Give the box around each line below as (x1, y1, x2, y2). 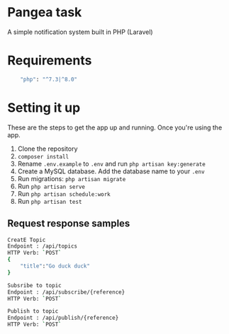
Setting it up (7, 100, 81, 115)
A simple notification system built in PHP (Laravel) (7, 28, 154, 36)
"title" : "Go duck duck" (20, 263, 91, 270)
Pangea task (7, 4, 82, 21)
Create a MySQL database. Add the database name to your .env (17, 167, 205, 175)
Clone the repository (17, 144, 78, 153)
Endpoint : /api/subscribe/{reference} (7, 288, 125, 296)
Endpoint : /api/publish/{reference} (7, 314, 119, 322)
